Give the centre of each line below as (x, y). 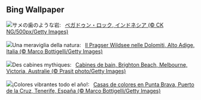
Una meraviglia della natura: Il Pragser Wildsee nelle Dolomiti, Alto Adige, (103, 45)
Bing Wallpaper (35, 10)
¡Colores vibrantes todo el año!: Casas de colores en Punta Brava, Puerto (103, 84)
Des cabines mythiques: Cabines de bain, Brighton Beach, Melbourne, (100, 64)
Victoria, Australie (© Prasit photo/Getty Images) (66, 71)
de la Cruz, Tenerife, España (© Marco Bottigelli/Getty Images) (83, 90)
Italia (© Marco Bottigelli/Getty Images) (54, 51)
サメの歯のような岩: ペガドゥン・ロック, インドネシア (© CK (88, 25)
